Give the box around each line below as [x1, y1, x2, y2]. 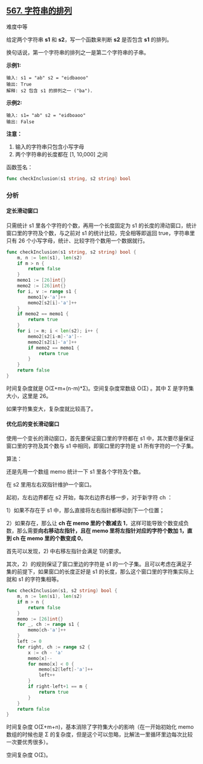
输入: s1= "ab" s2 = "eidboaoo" [6, 112, 86, 118]
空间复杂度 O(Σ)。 [6, 751, 51, 759]
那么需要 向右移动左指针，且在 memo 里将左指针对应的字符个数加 [16, 527, 179, 534]
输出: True [6, 81, 32, 87]
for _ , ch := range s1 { [17, 622, 80, 628]
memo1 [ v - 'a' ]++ [28, 294, 66, 300]
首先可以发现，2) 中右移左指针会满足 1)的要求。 [6, 548, 125, 555]
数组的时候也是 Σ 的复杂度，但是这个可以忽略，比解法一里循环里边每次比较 [6, 731, 193, 738]
